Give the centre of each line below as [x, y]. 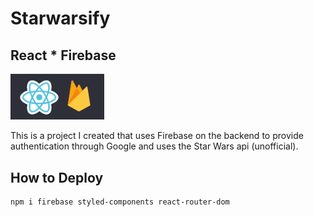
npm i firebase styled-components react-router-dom [120, 202]
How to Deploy [57, 177]
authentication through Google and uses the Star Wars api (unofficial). [154, 146]
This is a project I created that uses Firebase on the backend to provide [157, 136]
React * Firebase [63, 55]
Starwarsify [60, 18]
